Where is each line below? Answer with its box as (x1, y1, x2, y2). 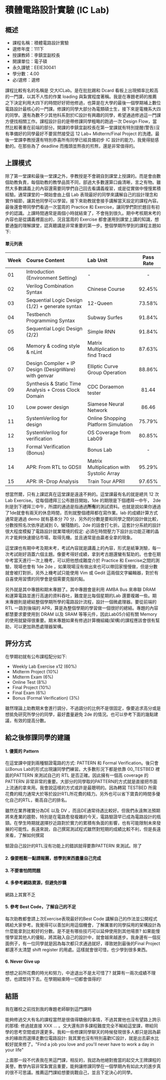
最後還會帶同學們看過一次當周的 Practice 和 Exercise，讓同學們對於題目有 (5, 204, 156, 210)
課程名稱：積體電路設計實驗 (12, 40, 69, 46)
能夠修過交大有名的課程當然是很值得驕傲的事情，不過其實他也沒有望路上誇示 (5, 1017, 161, 1023)
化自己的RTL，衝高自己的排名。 (5, 797, 70, 803)
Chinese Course (87, 285, 125, 292)
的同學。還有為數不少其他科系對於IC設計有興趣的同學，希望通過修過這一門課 (5, 112, 161, 118)
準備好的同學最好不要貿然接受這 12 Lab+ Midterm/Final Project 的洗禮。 (9, 131, 156, 137)
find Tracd (87, 352, 112, 359)
